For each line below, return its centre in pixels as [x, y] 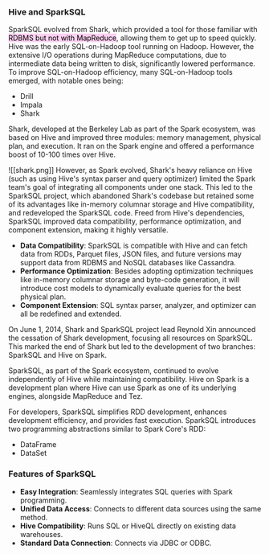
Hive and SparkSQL [47, 12]
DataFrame [38, 445]
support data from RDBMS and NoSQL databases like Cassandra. [128, 263]
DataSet [33, 453]
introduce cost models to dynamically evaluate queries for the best [130, 289]
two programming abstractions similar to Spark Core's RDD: [107, 429]
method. [34, 517]
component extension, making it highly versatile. [88, 230]
